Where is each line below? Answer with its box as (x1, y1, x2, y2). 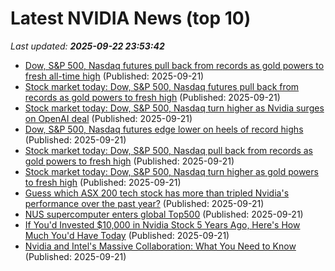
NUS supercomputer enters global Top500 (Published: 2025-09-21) (24, 208, 304, 220)
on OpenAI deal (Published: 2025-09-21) (24, 112, 193, 124)
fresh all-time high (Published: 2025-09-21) (24, 70, 205, 82)
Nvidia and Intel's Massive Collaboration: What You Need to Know (24, 240, 297, 252)
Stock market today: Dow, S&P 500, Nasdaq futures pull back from (24, 80, 300, 92)
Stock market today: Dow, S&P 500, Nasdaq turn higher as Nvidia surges (24, 102, 325, 114)
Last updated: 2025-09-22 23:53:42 (10, 40, 165, 52)
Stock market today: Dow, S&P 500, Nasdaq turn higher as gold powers (24, 165, 319, 177)
